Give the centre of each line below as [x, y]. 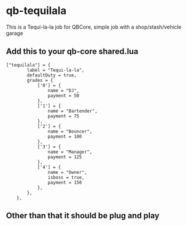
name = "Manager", [70, 152]
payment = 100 [65, 136]
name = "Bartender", [73, 111]
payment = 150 [65, 182]
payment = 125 [65, 157]
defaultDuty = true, [52, 75]
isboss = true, [66, 177]
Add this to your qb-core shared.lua [72, 52]
